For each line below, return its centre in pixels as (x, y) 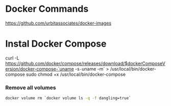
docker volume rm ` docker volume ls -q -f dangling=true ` (68, 98)
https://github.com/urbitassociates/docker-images (58, 23)
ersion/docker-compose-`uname (40, 69)
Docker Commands (47, 9)
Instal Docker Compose (56, 44)
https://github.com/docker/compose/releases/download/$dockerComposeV (86, 63)
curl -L (12, 58)
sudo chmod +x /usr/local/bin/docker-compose (76, 74)
